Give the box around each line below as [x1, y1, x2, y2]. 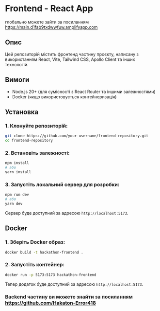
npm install [5, 161, 29, 165]
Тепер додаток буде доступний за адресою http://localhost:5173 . [5, 281, 144, 287]
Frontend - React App [5, 3, 94, 14]
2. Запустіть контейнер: [5, 261, 64, 268]
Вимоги [5, 76, 30, 84]
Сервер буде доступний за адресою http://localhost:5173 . [5, 210, 128, 216]
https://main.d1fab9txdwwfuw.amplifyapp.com [5, 24, 98, 30]
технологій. [5, 61, 29, 67]
